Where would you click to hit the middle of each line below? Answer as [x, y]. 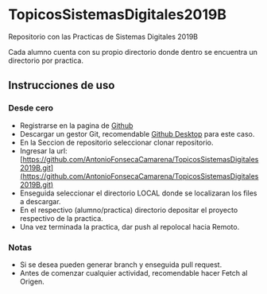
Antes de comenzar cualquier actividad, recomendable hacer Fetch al [133, 273]
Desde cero [31, 108]
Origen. [32, 281]
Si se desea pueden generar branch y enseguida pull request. [121, 265]
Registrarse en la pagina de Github [76, 126]
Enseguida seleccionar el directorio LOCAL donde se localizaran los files [138, 193]
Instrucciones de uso [62, 85]
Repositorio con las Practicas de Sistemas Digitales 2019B [103, 37]
